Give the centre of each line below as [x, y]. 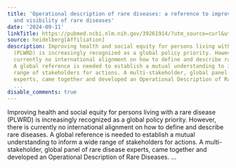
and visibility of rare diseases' [64, 20]
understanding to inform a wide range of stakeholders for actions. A [105, 142]
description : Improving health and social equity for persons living [111, 46]
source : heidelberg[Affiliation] [56, 40]
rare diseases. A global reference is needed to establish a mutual [101, 135]
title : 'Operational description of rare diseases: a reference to [108, 14]
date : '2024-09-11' [36, 27]
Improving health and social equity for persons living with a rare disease [112, 112]
